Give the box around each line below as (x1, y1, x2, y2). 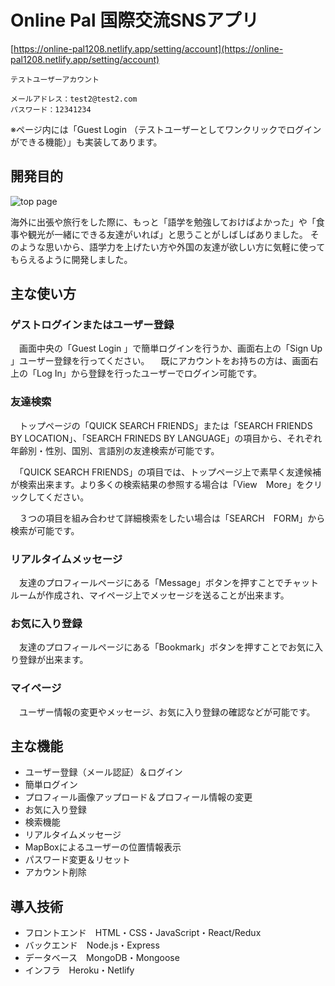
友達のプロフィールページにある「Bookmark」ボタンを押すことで (18, 641, 288, 653)
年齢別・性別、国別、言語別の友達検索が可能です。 (10, 444, 220, 456)
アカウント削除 (24, 866, 87, 878)
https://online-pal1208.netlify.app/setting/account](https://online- (13, 42, 284, 55)
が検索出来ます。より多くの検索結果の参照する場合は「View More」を (10, 478, 305, 490)
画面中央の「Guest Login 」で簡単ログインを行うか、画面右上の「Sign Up (18, 342, 323, 355)
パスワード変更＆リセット (24, 854, 131, 866)
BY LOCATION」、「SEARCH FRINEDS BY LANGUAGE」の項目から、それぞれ (10, 432, 323, 444)
